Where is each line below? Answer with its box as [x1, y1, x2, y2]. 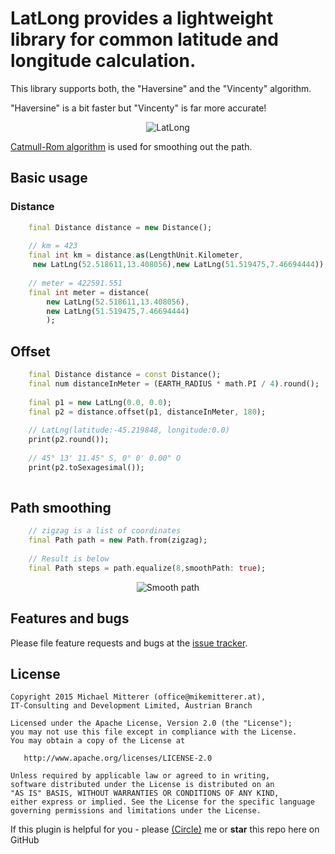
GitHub [10, 834, 40, 846]
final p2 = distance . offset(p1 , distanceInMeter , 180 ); [28, 407, 267, 417]
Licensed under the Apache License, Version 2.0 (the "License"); [10, 718, 293, 729]
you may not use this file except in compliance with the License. [10, 727, 298, 737]
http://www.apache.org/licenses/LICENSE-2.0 [23, 753, 213, 764]
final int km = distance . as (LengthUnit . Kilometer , [28, 250, 244, 261]
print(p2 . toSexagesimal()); [28, 462, 145, 472]
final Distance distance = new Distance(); [28, 222, 213, 232]
